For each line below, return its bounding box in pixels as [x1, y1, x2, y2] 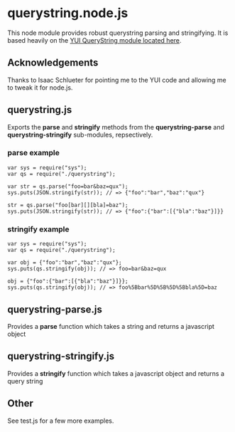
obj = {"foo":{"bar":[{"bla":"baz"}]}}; [7, 278, 129, 285]
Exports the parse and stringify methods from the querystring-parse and [7, 122, 225, 131]
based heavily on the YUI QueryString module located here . [7, 36, 182, 44]
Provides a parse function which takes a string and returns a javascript [7, 322, 215, 330]
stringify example [7, 224, 70, 234]
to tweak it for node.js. [7, 83, 73, 92]
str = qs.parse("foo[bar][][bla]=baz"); [7, 201, 129, 209]
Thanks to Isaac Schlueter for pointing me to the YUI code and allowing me [7, 75, 226, 84]
